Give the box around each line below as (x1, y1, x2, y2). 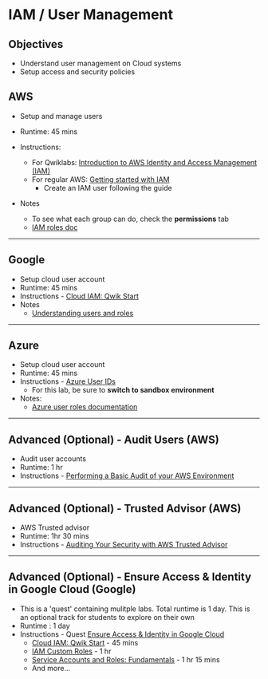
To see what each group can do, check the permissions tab (31, 214, 230, 223)
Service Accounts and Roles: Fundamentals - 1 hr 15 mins (31, 654, 221, 664)
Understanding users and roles (31, 308, 134, 318)
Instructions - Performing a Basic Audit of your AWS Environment (19, 471, 235, 480)
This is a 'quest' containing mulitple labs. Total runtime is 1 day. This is (19, 604, 250, 614)
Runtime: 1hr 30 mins (19, 531, 89, 541)
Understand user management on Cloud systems (19, 58, 182, 68)
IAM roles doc (31, 222, 78, 232)
